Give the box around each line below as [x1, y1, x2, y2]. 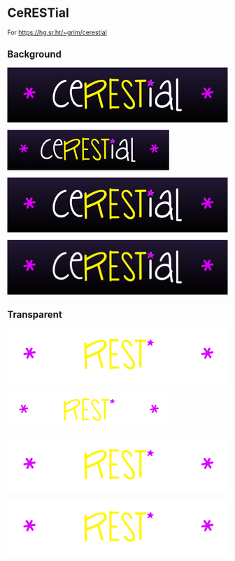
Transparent [7, 309, 63, 320]
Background [7, 48, 62, 60]
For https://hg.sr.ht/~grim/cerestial [7, 28, 107, 36]
